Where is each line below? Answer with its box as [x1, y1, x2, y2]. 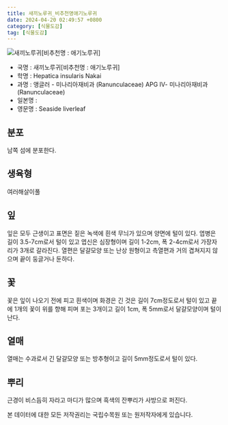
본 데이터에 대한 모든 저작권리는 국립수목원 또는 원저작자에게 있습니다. [7, 411, 193, 419]
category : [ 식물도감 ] [7, 23, 63, 29]
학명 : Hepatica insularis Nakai [16, 72, 102, 80]
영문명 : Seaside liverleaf [16, 105, 86, 113]
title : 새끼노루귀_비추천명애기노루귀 [7, 10, 98, 17]
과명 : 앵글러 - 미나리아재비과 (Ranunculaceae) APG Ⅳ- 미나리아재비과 [16, 80, 208, 89]
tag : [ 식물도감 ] [7, 29, 48, 36]
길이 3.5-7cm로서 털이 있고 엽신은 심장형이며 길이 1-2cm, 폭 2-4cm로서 [7, 237, 199, 246]
